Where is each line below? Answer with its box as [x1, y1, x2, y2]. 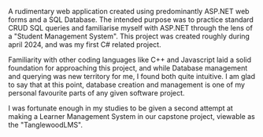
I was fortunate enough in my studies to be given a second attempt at [8, 103, 234, 113]
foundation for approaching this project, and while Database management [8, 63, 248, 73]
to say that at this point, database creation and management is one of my [8, 80, 246, 89]
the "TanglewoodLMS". [8, 121, 83, 129]
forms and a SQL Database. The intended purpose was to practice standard [8, 15, 254, 24]
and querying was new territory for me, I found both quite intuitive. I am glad [8, 72, 256, 81]
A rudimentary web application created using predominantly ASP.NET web [8, 7, 250, 16]
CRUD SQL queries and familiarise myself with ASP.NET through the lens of [8, 23, 254, 32]
